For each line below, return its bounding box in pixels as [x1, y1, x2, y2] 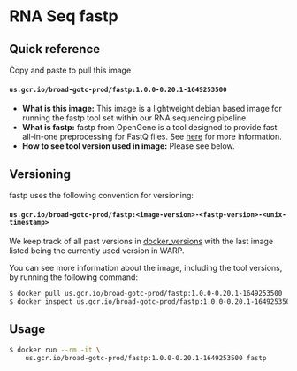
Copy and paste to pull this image [9, 65, 132, 75]
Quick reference [9, 42, 101, 57]
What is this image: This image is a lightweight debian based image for [21, 104, 283, 114]
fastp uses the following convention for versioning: [9, 190, 194, 201]
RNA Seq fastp [9, 6, 118, 27]
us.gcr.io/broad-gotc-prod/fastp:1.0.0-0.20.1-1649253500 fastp [25, 353, 267, 362]
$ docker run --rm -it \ [9, 345, 101, 354]
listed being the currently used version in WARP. [9, 245, 185, 256]
